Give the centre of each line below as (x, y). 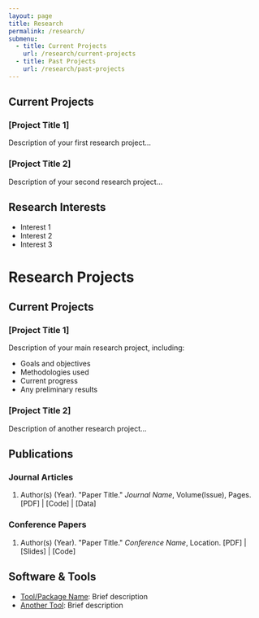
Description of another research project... (78, 428)
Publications (41, 454)
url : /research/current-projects (80, 54)
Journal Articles (41, 477)
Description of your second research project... (86, 182)
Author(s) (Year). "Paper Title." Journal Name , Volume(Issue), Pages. (136, 495)
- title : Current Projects (61, 46)
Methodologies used (54, 372)
